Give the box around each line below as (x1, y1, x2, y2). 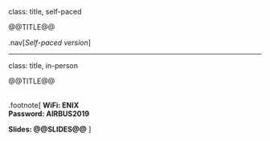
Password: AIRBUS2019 (8, 109, 90, 119)
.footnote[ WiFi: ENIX (8, 100, 80, 110)
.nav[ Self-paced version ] (8, 38, 91, 47)
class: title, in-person (8, 61, 79, 70)
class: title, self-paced (8, 7, 82, 16)
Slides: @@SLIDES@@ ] (8, 124, 92, 134)
